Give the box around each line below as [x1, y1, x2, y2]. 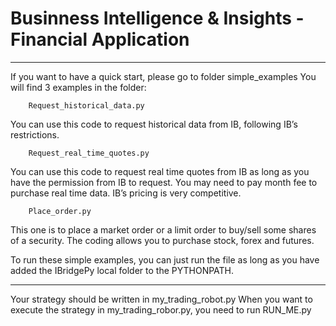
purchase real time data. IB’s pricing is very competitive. [10, 187, 242, 199]
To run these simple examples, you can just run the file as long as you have [10, 253, 320, 266]
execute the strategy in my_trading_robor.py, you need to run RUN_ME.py [10, 303, 312, 316]
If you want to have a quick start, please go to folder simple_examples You [10, 70, 317, 82]
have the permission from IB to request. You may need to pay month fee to [10, 176, 318, 188]
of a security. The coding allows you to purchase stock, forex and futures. [10, 234, 315, 246]
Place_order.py [28, 206, 92, 216]
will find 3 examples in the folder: [10, 81, 147, 93]
